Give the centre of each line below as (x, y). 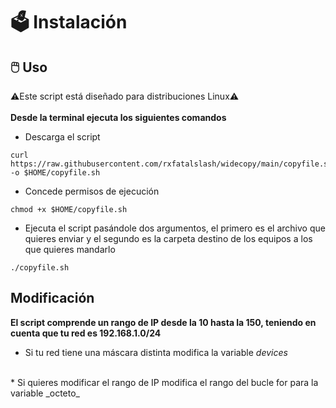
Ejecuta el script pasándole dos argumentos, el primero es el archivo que (175, 228)
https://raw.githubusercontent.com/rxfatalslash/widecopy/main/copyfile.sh (171, 164)
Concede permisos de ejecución (92, 191)
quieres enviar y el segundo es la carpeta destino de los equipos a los (168, 238)
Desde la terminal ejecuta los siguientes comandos (118, 117)
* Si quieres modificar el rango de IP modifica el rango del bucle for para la (164, 382)
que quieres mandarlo (70, 249)
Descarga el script (62, 137)
